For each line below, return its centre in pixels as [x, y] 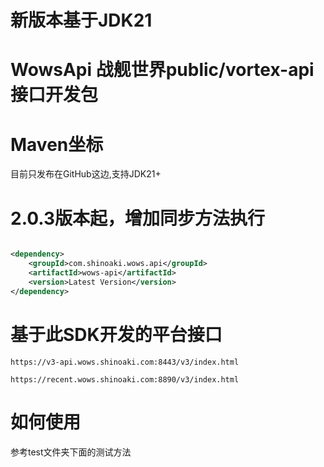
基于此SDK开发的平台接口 [116, 334]
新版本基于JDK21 [81, 20]
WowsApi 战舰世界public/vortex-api [162, 70]
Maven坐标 [57, 144]
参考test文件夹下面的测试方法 [71, 452]
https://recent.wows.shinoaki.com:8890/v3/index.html [125, 379]
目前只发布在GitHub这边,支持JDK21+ [86, 174]
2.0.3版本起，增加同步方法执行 [138, 218]
